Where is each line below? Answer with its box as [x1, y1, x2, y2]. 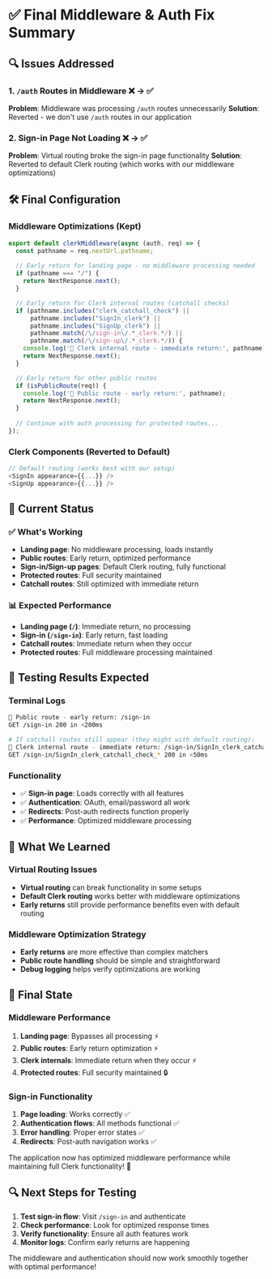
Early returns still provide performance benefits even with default [19, 899, 240, 909]
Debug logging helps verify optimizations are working [19, 964, 201, 974]
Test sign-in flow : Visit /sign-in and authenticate [19, 1211, 186, 1221]
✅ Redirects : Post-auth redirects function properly [19, 807, 189, 817]
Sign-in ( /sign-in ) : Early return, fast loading [19, 630, 168, 640]
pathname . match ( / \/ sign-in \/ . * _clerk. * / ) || [29, 329, 183, 337]
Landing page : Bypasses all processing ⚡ [19, 1031, 159, 1041]
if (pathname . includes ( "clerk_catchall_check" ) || [15, 307, 190, 315]
